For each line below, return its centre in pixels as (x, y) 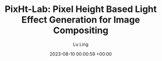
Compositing (81, 30)
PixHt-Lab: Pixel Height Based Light (81, 9)
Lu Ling (81, 44)
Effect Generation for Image (81, 20)
